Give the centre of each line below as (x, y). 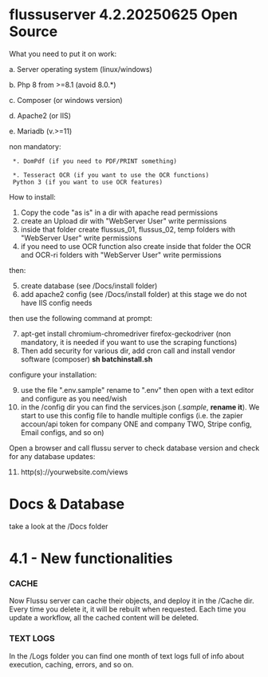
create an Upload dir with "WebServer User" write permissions (124, 220)
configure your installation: (53, 374)
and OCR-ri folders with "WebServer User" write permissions (121, 255)
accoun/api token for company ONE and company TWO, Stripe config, (136, 424)
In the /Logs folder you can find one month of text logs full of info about (127, 655)
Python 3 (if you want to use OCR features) (87, 182)
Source (33, 32)
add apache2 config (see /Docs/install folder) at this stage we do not (134, 294)
